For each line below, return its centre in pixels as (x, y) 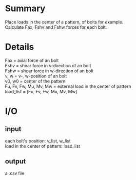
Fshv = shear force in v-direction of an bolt (48, 65)
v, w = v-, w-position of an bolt (36, 76)
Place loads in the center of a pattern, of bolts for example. (64, 22)
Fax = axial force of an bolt (32, 60)
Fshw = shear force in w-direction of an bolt (49, 71)
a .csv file (15, 173)
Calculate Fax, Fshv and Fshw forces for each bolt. (56, 27)
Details (19, 47)
